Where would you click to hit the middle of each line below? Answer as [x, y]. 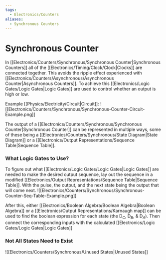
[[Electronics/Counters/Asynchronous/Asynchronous [60, 78]
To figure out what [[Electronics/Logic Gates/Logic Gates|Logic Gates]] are [82, 169]
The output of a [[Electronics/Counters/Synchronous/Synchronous [74, 124]
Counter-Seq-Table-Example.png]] [41, 196]
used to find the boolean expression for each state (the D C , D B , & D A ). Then [83, 217]
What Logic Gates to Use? [37, 158]
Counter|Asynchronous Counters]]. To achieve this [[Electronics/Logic [78, 83]
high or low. [17, 94]
